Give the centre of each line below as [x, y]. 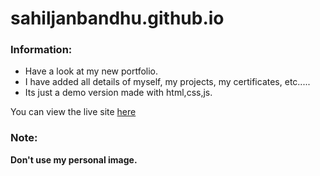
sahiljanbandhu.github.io [117, 18]
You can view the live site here [73, 112]
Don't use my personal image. [74, 159]
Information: [41, 50]
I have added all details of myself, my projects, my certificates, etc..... [167, 82]
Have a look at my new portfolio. [91, 71]
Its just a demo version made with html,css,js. [118, 93]
